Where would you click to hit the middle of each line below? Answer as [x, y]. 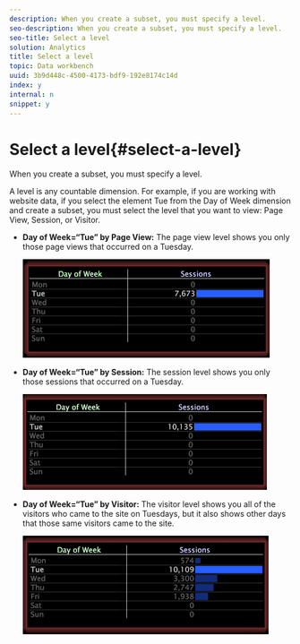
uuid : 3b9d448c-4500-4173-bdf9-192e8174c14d [94, 76]
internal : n [31, 94]
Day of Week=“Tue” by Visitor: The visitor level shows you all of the [149, 504]
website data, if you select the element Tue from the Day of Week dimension [150, 201]
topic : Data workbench [51, 66]
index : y [26, 85]
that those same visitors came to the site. [98, 523]
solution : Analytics [48, 47]
